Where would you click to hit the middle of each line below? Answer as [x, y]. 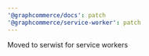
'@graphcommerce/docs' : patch [57, 15]
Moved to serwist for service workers [68, 44]
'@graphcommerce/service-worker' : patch [74, 23]
